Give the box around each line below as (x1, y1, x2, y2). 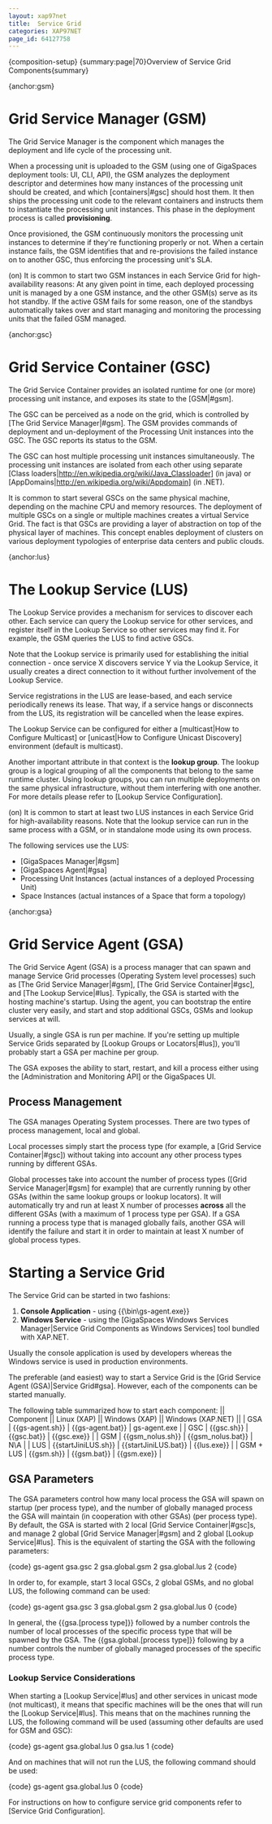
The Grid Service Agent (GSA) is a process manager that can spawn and (8, 962, 251, 971)
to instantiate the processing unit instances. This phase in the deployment (8, 204, 256, 214)
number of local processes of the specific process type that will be (8, 1626, 233, 1636)
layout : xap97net (8, 11, 67, 20)
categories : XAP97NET (8, 27, 82, 35)
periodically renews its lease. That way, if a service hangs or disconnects (8, 699, 253, 709)
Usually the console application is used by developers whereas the (8, 1348, 232, 1357)
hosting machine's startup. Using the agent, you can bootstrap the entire (8, 997, 252, 1006)
